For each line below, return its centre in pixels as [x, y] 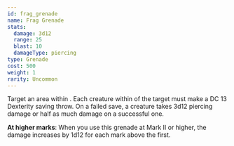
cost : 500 [22, 66]
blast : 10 [28, 46]
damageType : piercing [45, 53]
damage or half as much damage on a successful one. [86, 114]
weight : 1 [22, 72]
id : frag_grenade [33, 14]
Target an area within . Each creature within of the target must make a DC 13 [117, 99]
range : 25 [28, 40]
